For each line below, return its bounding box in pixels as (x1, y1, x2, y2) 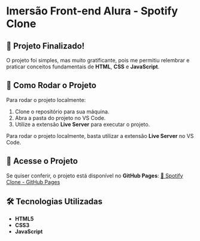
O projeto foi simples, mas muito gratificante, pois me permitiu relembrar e (6, 57, 190, 64)
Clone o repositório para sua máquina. (14, 108, 110, 115)
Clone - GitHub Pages (6, 178, 60, 185)
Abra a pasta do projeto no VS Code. (14, 114, 106, 121)
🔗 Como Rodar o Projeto (6, 80, 97, 91)
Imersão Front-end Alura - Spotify (6, 4, 178, 18)
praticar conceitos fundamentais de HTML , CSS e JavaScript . (6, 63, 160, 70)
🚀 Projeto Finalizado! (6, 41, 85, 51)
